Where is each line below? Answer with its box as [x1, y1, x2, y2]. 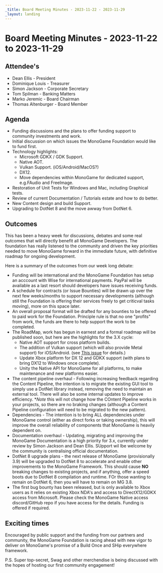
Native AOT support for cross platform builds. [19, 339, 111, 346]
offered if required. [12, 505, 50, 511]
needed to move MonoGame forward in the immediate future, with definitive [5, 248, 157, 254]
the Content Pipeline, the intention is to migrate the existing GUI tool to [12, 381, 153, 387]
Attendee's [5, 62, 40, 71]
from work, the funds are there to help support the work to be [12, 319, 136, 325]
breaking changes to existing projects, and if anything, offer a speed [12, 469, 149, 475]
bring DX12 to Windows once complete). [19, 360, 100, 366]
